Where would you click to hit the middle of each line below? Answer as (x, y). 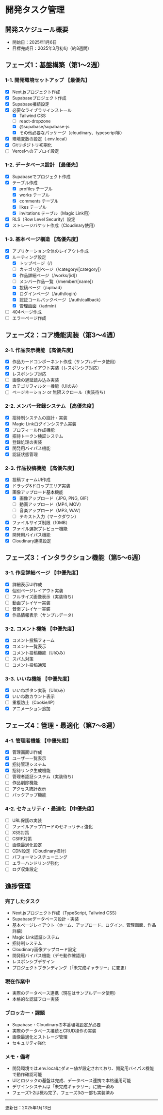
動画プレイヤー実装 (31, 602)
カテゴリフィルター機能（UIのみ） (46, 386)
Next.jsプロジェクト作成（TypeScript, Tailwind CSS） (65, 913)
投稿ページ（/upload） (42, 287)
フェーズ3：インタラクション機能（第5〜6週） (75, 558)
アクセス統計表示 (29, 789)
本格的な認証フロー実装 (35, 999)
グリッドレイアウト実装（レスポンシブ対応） (57, 368)
